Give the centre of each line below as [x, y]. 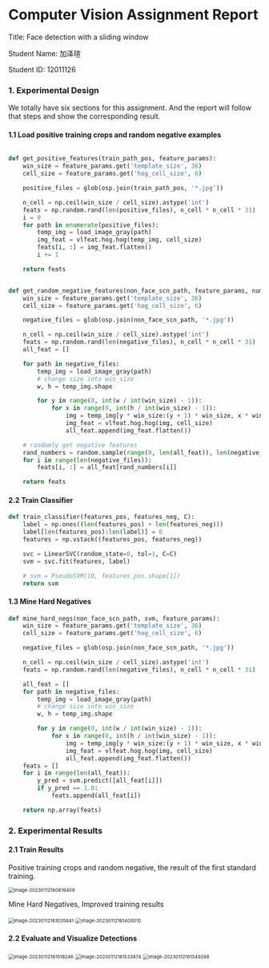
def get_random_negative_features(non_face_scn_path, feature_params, [128, 290]
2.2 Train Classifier [41, 500]
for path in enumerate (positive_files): [91, 225]
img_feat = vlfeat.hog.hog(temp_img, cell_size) [120, 240]
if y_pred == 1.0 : [68, 788]
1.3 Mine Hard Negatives [50, 601]
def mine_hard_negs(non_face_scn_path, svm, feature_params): [114, 618]
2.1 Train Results [36, 850]
